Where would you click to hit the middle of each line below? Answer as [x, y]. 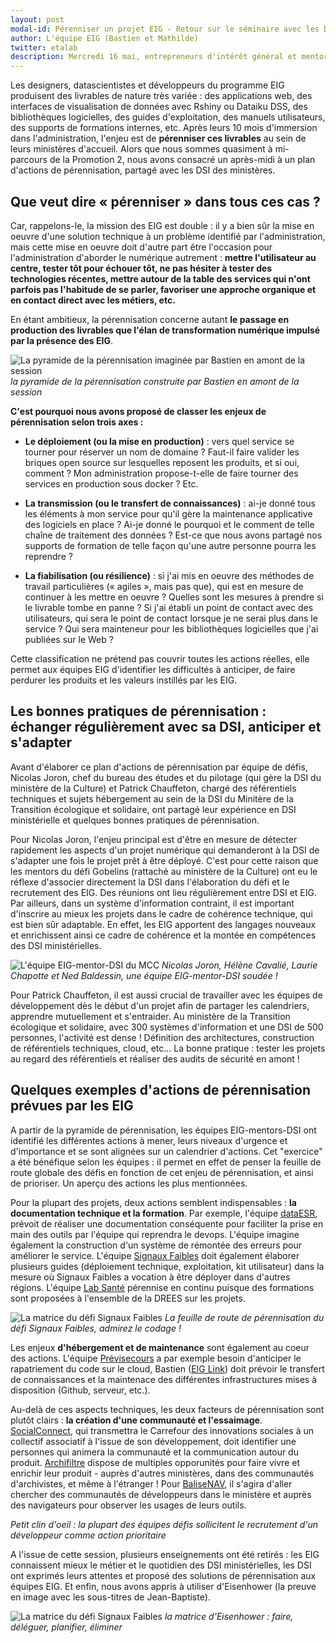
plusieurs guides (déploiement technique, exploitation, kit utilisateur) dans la [167, 1266]
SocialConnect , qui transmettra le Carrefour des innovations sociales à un [162, 1430]
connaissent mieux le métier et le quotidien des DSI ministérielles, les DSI [161, 1565]
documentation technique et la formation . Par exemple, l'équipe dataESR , [164, 1213]
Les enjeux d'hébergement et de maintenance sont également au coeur [160, 1347]
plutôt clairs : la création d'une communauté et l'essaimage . [136, 1420]
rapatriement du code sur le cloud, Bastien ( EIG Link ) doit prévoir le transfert [167, 1368]
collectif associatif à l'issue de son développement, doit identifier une [153, 1441]
